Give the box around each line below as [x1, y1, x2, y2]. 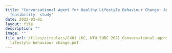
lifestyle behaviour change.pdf [10, 40, 79, 45]
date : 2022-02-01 [5, 17, 42, 22]
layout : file [5, 21, 33, 27]
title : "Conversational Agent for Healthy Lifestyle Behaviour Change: [5, 7, 161, 13]
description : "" [5, 26, 40, 31]
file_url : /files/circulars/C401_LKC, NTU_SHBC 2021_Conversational [5, 36, 155, 41]
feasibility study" [10, 12, 54, 17]
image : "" [5, 31, 27, 36]
